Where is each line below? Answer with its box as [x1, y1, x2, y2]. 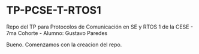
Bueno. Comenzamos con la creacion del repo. [6, 41, 122, 48]
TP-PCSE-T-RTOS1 [6, 4, 101, 17]
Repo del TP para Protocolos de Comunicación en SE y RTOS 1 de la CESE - [6, 23, 194, 30]
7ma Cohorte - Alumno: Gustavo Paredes [6, 29, 108, 36]
